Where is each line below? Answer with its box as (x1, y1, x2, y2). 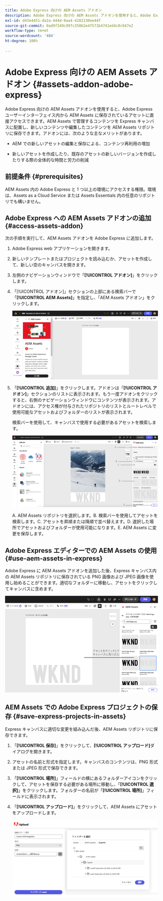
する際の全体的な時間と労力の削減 (20, 157, 89, 162)
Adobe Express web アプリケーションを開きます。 (12, 245, 113, 252)
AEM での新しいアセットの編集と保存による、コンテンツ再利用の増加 (12, 141, 150, 146)
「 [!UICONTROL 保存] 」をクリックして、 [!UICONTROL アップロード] (12, 742, 150, 748)
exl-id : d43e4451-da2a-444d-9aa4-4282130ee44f (5, 18, 101, 23)
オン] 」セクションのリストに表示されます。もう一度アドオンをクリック (16, 391, 158, 397)
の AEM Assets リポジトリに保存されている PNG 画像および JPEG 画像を (5, 574, 150, 579)
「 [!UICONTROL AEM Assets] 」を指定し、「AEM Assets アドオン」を (12, 295, 151, 301)
